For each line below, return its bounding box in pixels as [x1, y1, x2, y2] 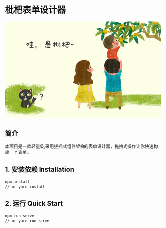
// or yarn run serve [5, 218, 50, 223]
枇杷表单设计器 [5, 4, 66, 16]
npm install [5, 179, 30, 184]
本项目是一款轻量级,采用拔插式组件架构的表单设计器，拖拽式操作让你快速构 [5, 143, 158, 149]
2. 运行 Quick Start [5, 199, 63, 208]
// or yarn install [5, 184, 45, 189]
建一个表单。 [5, 150, 31, 155]
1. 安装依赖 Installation [5, 165, 74, 174]
